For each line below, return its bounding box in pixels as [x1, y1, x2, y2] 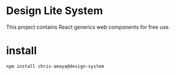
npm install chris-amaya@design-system [6, 63, 105, 69]
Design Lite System [6, 4, 103, 18]
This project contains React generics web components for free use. [6, 23, 170, 30]
